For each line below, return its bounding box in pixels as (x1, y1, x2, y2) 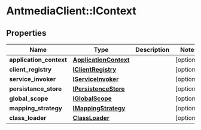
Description (135, 46, 169, 54)
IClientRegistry (72, 66, 117, 73)
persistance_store (9, 85, 62, 93)
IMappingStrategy (72, 104, 126, 112)
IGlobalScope (72, 94, 112, 103)
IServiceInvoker (72, 75, 119, 83)
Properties (6, 28, 47, 38)
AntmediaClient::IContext (6, 4, 136, 18)
